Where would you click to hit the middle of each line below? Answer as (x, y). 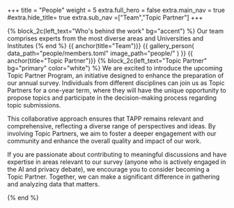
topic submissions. (34, 105)
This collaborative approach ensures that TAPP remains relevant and (106, 119)
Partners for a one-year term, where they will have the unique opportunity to (117, 90)
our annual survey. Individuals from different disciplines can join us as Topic (116, 83)
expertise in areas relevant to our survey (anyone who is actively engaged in (117, 162)
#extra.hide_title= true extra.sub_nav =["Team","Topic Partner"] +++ (105, 17)
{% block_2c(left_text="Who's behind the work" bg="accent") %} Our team (116, 31)
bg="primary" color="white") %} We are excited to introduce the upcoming (115, 68)
